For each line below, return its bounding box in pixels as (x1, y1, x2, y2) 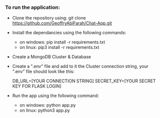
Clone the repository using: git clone (12, 15, 86, 21)
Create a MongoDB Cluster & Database (12, 54, 91, 60)
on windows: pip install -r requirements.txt (19, 39, 106, 45)
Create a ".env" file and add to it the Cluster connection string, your (12, 63, 149, 70)
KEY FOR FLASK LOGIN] (12, 83, 62, 89)
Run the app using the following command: (12, 93, 99, 99)
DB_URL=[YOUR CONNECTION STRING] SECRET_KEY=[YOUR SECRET (12, 78, 156, 84)
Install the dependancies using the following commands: (12, 30, 127, 36)
